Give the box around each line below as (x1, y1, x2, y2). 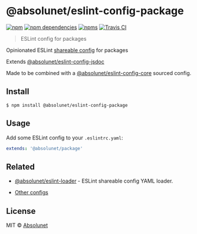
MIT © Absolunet (6, 222, 48, 229)
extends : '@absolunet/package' (6, 145, 83, 151)
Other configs (14, 189, 48, 196)
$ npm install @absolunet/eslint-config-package (6, 102, 128, 108)
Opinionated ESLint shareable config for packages (6, 46, 129, 54)
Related (6, 161, 35, 172)
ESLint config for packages (20, 35, 87, 42)
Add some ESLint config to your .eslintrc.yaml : (6, 134, 123, 141)
